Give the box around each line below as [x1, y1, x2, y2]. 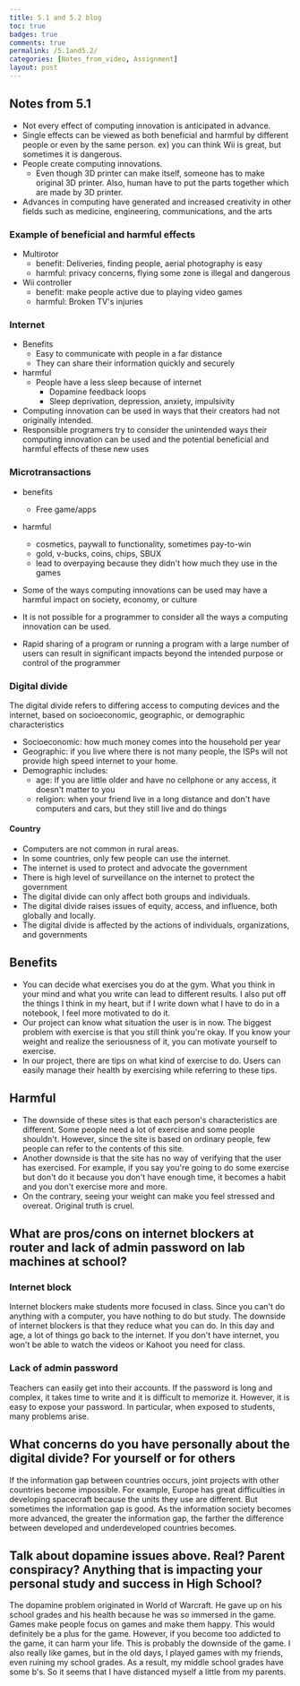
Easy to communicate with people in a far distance [35, 349, 222, 359]
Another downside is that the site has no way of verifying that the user [21, 1153, 282, 1163]
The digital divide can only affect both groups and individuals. [21, 891, 251, 902]
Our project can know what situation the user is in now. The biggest [21, 1016, 271, 1027]
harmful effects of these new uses [21, 444, 150, 454]
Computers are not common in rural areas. [21, 843, 179, 854]
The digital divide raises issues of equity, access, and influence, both [21, 901, 278, 912]
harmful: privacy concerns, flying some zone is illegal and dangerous [35, 267, 291, 278]
